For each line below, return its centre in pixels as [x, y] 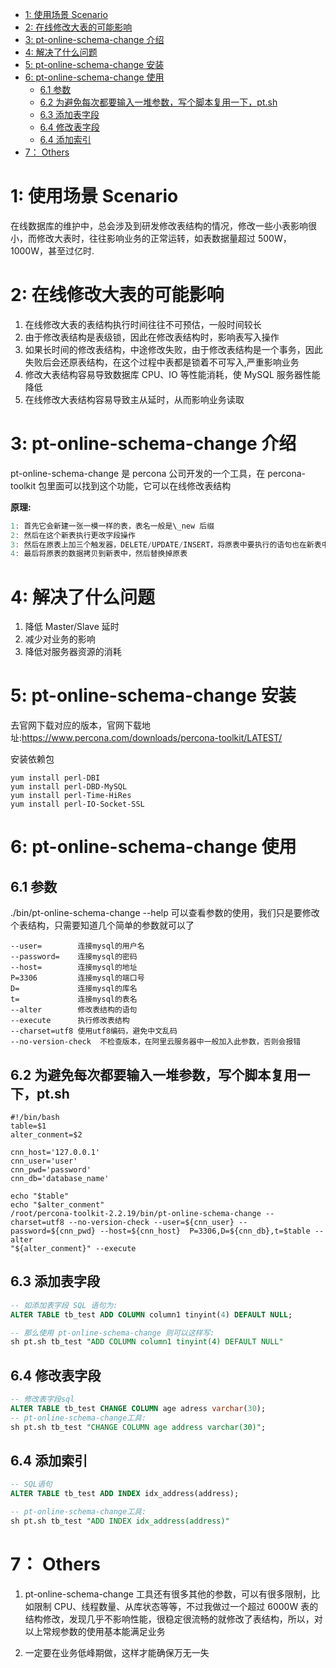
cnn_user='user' [44, 1161]
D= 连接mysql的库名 [74, 989]
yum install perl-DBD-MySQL [69, 787]
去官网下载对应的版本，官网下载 [76, 725]
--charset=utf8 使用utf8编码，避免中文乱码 [94, 1031]
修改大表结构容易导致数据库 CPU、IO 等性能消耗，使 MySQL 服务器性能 [172, 374]
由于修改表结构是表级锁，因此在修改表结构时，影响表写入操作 [152, 337]
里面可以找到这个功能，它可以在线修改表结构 [139, 485]
